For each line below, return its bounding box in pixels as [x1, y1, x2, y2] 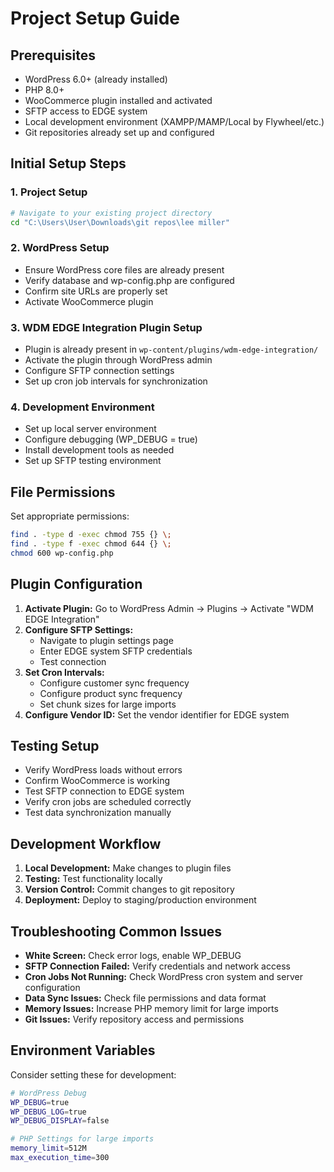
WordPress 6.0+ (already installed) [24, 73, 168, 85]
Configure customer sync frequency [39, 677, 190, 689]
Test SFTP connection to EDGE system [24, 785, 185, 797]
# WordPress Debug [10, 1088, 87, 1098]
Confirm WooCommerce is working [24, 775, 171, 787]
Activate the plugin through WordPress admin [24, 354, 213, 366]
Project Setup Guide [10, 7, 181, 30]
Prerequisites [10, 47, 96, 64]
